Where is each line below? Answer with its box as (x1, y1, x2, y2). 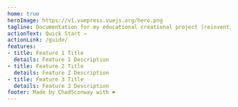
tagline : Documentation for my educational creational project (7, 23, 198, 30)
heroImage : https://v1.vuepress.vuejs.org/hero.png (7, 17, 163, 24)
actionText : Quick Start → (7, 30, 87, 37)
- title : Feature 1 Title (7, 50, 84, 57)
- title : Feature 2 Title (7, 63, 84, 70)
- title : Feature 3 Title (7, 75, 84, 83)
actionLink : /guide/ (7, 37, 69, 44)
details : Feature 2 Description (13, 69, 110, 76)
